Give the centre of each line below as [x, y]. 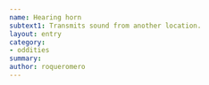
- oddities [29, 50]
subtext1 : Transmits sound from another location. [105, 26]
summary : [25, 58]
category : [28, 42]
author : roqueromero [48, 67]
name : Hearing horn [46, 17]
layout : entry [36, 34]
